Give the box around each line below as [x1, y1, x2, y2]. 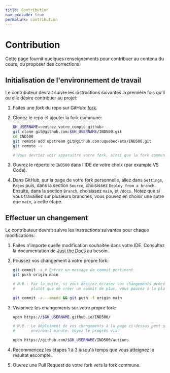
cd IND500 [12, 134, 34, 139]
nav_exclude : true [5, 12, 44, 17]
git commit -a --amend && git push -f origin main [12, 295, 122, 301]
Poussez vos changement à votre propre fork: [12, 258, 109, 264]
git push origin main [12, 272, 58, 278]
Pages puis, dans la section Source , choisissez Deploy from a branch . [12, 182, 156, 189]
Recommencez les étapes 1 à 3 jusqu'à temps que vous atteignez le [12, 347, 155, 353]
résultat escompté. [12, 352, 52, 358]
